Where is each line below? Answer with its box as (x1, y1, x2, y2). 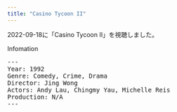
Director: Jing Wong (7, 78, 79, 87)
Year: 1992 (7, 64, 45, 73)
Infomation (7, 44, 39, 52)
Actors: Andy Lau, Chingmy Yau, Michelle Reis (7, 85, 171, 94)
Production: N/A (7, 92, 63, 101)
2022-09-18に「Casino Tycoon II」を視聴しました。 (7, 30, 158, 38)
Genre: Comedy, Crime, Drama (7, 71, 107, 80)
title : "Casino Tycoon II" (7, 10, 86, 17)
